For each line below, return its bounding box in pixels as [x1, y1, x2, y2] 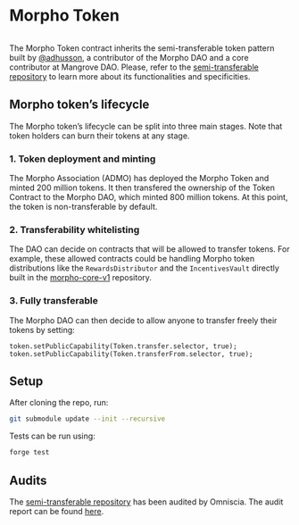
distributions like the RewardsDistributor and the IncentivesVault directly [9, 262, 279, 273]
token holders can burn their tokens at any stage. [9, 130, 190, 141]
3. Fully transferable [9, 295, 98, 307]
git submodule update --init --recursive [9, 414, 166, 424]
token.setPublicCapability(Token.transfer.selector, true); [9, 341, 238, 351]
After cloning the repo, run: [9, 397, 109, 408]
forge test [9, 448, 50, 457]
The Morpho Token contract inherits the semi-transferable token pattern [9, 42, 275, 54]
